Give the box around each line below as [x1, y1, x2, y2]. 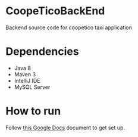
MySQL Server [14, 83, 51, 91]
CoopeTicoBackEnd [5, 4, 105, 18]
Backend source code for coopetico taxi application [5, 24, 132, 31]
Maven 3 [14, 70, 36, 78]
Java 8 [14, 64, 31, 71]
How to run [5, 104, 61, 118]
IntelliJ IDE [14, 77, 40, 84]
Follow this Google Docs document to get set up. [5, 124, 126, 131]
